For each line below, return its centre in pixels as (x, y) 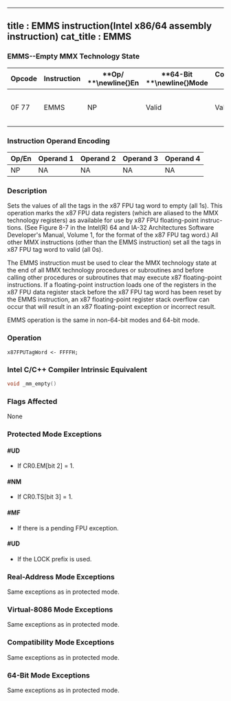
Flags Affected (32, 401)
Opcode (24, 78)
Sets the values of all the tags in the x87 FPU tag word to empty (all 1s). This (115, 206)
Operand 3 (140, 158)
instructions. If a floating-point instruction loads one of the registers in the (112, 285)
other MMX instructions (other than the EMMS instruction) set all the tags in (114, 242)
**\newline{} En (113, 83)
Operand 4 (183, 158)
